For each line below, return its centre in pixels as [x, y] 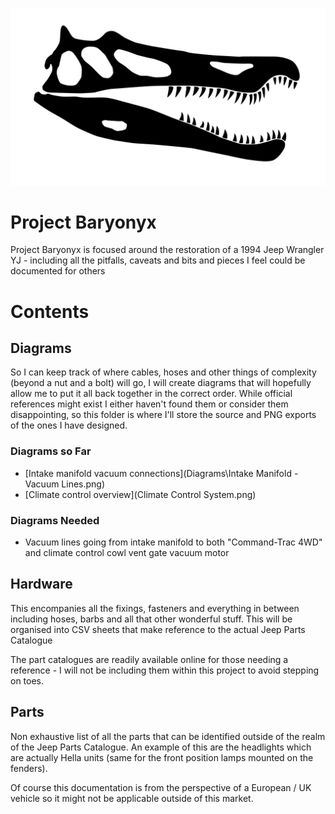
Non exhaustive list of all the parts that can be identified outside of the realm [168, 736]
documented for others [58, 271]
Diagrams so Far [51, 451]
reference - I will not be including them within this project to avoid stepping [165, 670]
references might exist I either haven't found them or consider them [149, 404]
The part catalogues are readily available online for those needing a [149, 659]
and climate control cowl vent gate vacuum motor [127, 553]
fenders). [29, 768]
